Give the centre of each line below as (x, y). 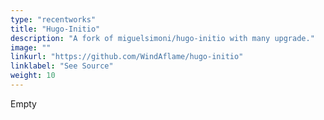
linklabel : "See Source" (62, 66)
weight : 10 (33, 76)
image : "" (31, 47)
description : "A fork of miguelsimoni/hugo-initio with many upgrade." (162, 38)
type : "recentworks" (53, 19)
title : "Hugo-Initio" (55, 29)
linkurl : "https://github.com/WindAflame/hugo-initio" (127, 57)
